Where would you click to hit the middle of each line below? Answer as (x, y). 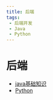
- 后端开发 (21, 23)
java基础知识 (31, 84)
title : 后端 (20, 12)
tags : (13, 17)
